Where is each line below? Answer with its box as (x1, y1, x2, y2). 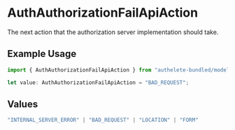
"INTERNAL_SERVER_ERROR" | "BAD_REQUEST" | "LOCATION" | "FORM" (7, 117, 199, 124)
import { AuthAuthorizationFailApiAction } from (7, 66, 152, 74)
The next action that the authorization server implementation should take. (7, 28, 219, 36)
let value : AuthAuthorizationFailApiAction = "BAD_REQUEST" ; (7, 79, 190, 86)
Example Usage (7, 48, 77, 60)
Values (7, 98, 38, 110)
